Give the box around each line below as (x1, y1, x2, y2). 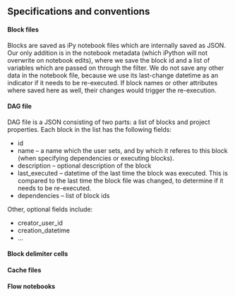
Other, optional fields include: (7, 204, 93, 214)
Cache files (7, 266, 42, 274)
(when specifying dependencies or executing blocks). (17, 154, 174, 162)
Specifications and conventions (7, 6, 150, 18)
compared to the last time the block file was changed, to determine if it (17, 176, 224, 185)
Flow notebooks (7, 282, 56, 290)
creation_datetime (17, 226, 71, 235)
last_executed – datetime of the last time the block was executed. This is (17, 168, 228, 177)
